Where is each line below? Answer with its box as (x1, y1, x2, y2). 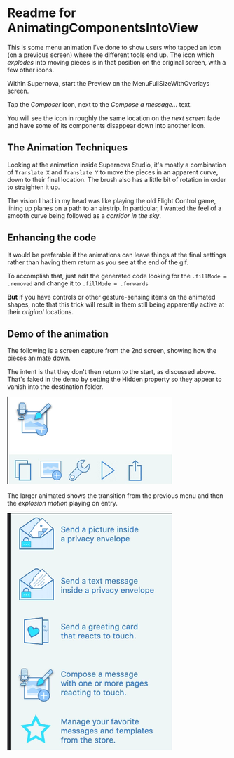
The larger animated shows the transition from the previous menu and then (7, 492, 223, 500)
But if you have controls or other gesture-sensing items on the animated (7, 293, 216, 301)
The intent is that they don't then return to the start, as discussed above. (7, 368, 216, 376)
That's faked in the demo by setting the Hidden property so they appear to (7, 375, 222, 384)
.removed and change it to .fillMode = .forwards (7, 279, 149, 288)
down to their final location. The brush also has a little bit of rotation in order (7, 175, 226, 184)
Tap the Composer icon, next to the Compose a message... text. (7, 100, 193, 108)
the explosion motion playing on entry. (7, 499, 118, 508)
